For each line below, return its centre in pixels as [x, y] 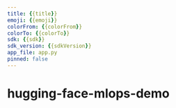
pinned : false [28, 59]
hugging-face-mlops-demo [88, 93]
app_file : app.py [32, 53]
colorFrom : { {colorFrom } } [45, 26]
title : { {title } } [32, 14]
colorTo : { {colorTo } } [39, 33]
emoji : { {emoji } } [32, 20]
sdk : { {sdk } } [26, 40]
